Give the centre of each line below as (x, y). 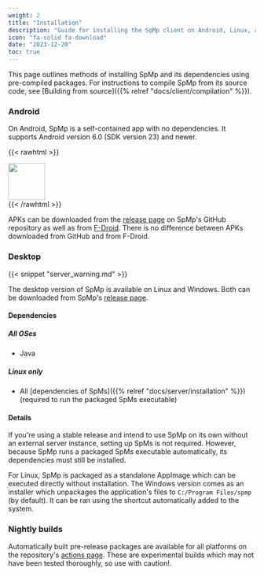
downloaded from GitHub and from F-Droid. (79, 236)
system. (21, 509)
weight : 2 (24, 15)
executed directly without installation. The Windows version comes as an (126, 484)
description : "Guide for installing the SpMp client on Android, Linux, (130, 30)
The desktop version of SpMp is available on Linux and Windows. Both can (129, 289)
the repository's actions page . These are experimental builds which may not (131, 555)
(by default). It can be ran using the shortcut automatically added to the (124, 500)
